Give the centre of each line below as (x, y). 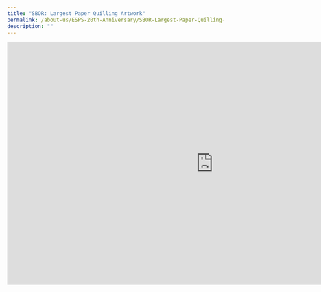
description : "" (30, 26)
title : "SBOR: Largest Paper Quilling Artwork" (76, 13)
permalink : (23, 20)
